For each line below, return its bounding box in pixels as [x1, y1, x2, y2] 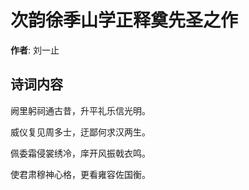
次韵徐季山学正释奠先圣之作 [10, 9, 239, 32]
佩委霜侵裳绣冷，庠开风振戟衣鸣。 [10, 147, 151, 159]
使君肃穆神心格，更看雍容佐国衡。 [10, 168, 151, 180]
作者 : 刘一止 [10, 44, 60, 56]
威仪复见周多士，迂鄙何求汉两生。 [10, 126, 151, 138]
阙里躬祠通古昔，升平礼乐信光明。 [10, 104, 151, 116]
